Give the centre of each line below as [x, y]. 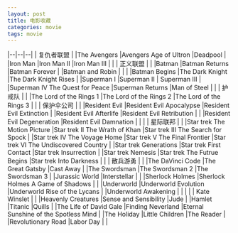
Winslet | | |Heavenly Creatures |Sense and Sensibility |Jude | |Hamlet [110, 199]
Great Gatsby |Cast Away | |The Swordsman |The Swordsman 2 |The [108, 169]
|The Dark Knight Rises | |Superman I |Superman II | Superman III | [104, 80]
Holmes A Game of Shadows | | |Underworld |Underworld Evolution [106, 184]
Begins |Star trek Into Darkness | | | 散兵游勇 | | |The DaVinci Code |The [112, 161]
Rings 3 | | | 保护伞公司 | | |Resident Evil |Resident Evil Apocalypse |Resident [118, 105]
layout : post [27, 14]
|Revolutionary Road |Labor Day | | [58, 222]
